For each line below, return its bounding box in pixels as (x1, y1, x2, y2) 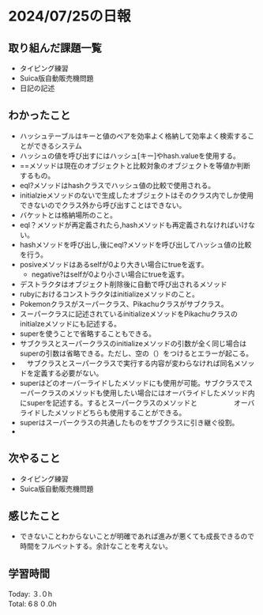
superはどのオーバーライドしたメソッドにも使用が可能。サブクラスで (19, 378, 246, 387)
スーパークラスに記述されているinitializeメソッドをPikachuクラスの (19, 309, 239, 319)
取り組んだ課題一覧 (8, 41, 102, 55)
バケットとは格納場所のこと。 (19, 210, 117, 220)
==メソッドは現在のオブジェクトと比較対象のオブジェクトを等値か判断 (19, 160, 251, 170)
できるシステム (33, 141, 83, 150)
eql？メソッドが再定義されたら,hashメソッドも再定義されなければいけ (19, 220, 249, 229)
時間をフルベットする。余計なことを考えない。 (19, 541, 172, 551)
